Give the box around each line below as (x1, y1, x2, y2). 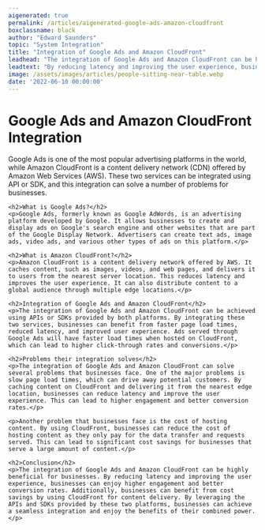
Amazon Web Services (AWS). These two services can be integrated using (8, 171, 251, 181)
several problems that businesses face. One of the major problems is (8, 369, 245, 378)
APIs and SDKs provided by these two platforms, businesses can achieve (8, 501, 252, 509)
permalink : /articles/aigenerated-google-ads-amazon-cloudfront (8, 19, 224, 27)
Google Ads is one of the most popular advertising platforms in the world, (8, 155, 247, 164)
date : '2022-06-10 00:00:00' (8, 77, 104, 85)
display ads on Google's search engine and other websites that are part (8, 224, 256, 232)
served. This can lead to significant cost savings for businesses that (8, 438, 252, 446)
